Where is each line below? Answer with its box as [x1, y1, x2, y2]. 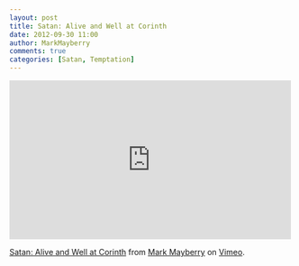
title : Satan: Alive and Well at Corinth [9, 22, 168, 31]
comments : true [9, 47, 67, 56]
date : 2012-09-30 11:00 [9, 30, 99, 39]
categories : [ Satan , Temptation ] [9, 55, 135, 64]
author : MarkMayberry [9, 38, 91, 48]
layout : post [9, 13, 59, 23]
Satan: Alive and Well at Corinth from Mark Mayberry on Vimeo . [9, 247, 245, 257]
